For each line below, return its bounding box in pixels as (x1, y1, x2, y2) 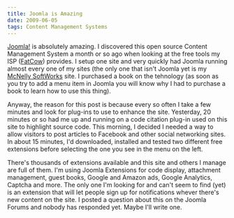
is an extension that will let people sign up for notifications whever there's (7, 188, 219, 196)
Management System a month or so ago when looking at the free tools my (7, 50, 221, 58)
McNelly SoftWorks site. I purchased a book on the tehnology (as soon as (7, 72, 219, 80)
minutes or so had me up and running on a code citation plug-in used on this (7, 115, 228, 124)
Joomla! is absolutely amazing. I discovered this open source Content (7, 43, 207, 51)
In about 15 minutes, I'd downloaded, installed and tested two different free (7, 138, 223, 146)
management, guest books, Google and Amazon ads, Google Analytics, (7, 173, 213, 182)
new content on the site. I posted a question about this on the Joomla (7, 196, 207, 204)
